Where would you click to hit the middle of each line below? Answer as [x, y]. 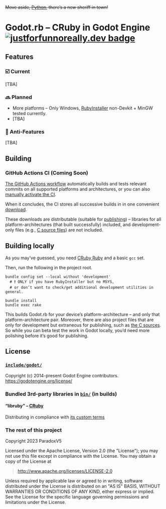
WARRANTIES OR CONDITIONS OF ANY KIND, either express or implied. [80, 491]
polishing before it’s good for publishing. [47, 336]
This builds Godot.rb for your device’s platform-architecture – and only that [82, 314]
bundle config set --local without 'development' [58, 277]
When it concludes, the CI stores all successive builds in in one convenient [82, 204]
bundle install [21, 300]
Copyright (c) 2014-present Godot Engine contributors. [62, 375]
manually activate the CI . [31, 194]
